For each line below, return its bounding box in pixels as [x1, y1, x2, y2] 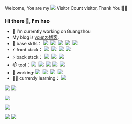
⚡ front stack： [12, 47, 43, 52]
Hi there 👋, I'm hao [5, 17, 50, 24]
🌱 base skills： [12, 41, 42, 47]
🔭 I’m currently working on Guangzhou [12, 28, 91, 34]
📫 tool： [12, 62, 31, 68]
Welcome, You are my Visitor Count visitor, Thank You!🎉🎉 [5, 5, 128, 11]
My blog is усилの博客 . [12, 34, 59, 40]
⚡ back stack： [12, 54, 43, 60]
